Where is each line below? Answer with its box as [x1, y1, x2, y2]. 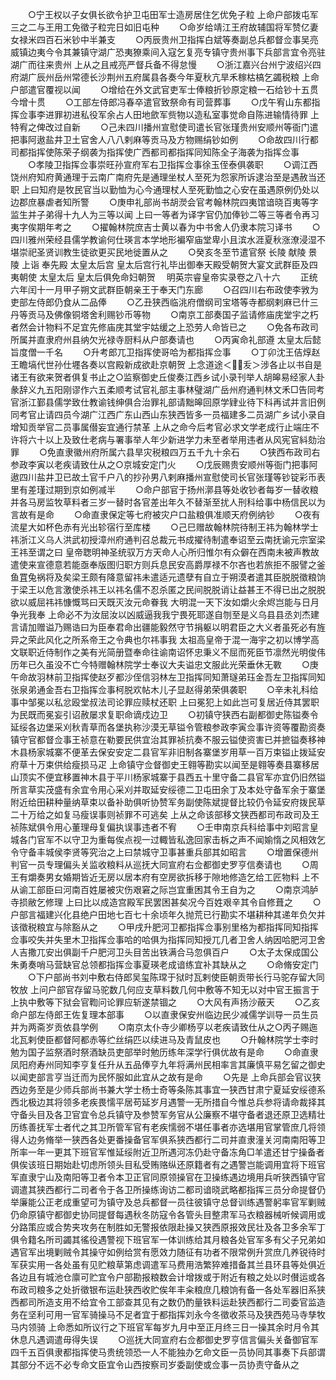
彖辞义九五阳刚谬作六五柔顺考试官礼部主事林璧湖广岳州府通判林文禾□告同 [10, 384, 317, 395]
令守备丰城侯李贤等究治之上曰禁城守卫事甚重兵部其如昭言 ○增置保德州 [10, 846, 319, 858]
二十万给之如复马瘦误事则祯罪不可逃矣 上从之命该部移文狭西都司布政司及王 [10, 809, 320, 820]
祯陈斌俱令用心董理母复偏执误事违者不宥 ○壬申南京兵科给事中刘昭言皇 [10, 821, 319, 833]
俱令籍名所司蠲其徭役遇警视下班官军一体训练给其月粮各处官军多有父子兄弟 [10, 1234, 317, 1245]
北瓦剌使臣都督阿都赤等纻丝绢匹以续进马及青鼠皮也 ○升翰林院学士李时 [10, 1034, 319, 1045]
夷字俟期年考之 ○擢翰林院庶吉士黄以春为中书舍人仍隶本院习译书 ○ [10, 221, 321, 233]
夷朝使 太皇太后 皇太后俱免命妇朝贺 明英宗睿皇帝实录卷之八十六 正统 [10, 271, 318, 283]
